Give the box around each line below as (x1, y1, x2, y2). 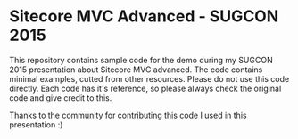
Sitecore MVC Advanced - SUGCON (9, 6, 279, 27)
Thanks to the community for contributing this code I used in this (9, 110, 247, 120)
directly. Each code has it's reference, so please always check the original (9, 83, 282, 94)
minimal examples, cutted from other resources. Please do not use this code (9, 73, 290, 84)
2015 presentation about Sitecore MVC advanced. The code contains (9, 64, 263, 75)
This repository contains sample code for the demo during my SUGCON (9, 54, 274, 65)
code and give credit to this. (9, 92, 112, 103)
